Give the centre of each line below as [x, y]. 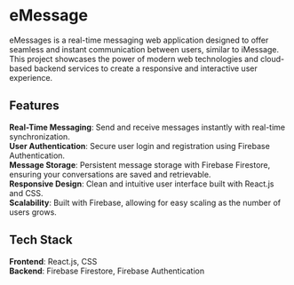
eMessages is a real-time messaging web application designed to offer [139, 40]
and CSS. [26, 193]
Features [34, 106]
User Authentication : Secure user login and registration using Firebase [140, 146]
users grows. [33, 212]
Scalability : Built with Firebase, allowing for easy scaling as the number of [145, 202]
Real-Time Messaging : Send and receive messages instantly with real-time [147, 127]
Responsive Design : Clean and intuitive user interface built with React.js [142, 184]
